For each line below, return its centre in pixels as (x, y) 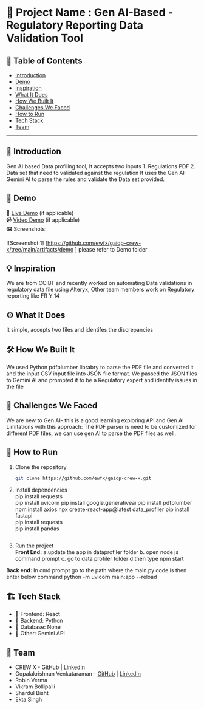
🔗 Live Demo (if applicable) (40, 213)
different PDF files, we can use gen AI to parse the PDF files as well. (91, 433)
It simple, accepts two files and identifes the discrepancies (80, 330)
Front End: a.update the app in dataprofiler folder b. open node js (97, 552)
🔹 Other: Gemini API (40, 634)
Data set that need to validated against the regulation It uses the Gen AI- (97, 173)
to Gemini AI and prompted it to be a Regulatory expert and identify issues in (102, 380)
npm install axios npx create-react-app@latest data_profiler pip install (102, 509)
